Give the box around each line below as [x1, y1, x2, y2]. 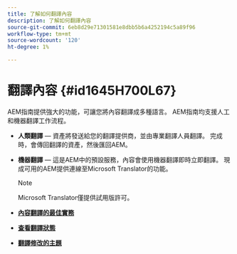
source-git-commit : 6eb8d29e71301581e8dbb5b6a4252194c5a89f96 [7, 23, 196, 31]
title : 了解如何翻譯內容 [7, 10, 73, 18]
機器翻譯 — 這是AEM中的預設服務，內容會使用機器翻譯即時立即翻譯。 [17, 155, 223, 164]
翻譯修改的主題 [17, 238, 62, 247]
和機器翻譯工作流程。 [7, 116, 70, 125]
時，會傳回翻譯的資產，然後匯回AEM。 [17, 140, 132, 149]
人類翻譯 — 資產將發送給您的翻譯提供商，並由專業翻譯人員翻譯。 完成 [17, 131, 223, 139]
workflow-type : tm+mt [7, 30, 72, 38]
